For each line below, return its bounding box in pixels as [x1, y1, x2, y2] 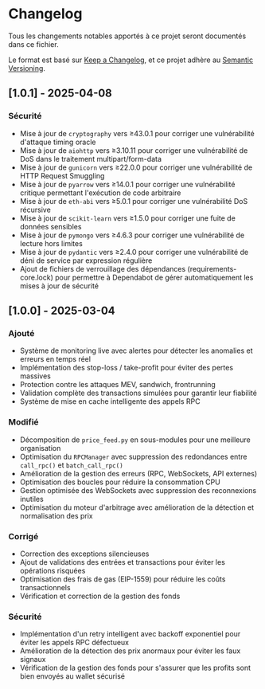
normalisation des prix [19, 511, 93, 520]
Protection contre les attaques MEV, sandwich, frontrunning [19, 380, 216, 390]
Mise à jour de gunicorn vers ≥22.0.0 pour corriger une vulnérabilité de [19, 162, 253, 172]
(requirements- [187, 264, 237, 273]
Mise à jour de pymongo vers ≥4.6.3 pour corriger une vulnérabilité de [19, 230, 245, 240]
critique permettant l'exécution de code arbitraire [19, 188, 181, 198]
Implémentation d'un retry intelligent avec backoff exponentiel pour [19, 629, 241, 639]
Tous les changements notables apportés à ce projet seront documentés [8, 31, 247, 41]
